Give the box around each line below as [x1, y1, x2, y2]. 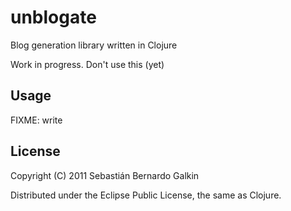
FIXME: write [10, 114, 63, 126]
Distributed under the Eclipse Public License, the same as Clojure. [10, 189, 282, 201]
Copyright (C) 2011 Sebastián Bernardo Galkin [10, 169, 200, 181]
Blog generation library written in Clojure [10, 39, 178, 51]
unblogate [10, 6, 97, 29]
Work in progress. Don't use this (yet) [10, 58, 165, 70]
